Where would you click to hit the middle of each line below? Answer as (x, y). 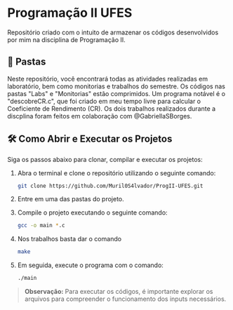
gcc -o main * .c (41, 226)
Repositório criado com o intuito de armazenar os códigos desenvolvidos (113, 32)
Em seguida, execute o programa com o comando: (90, 265)
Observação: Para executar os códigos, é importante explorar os (119, 292)
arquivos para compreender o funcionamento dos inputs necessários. (125, 299)
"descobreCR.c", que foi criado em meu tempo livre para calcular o (104, 101)
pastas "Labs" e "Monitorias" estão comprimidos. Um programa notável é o (116, 93)
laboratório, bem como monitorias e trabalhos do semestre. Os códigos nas (116, 86)
